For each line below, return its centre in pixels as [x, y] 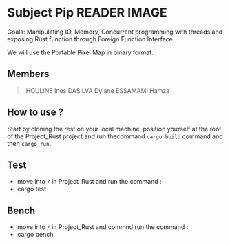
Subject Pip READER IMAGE [87, 13]
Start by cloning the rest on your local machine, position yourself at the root [114, 129]
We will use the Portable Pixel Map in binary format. [80, 52]
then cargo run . [29, 143]
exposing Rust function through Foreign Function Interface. [91, 39]
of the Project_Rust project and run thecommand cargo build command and [115, 136]
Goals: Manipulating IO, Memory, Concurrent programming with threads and [115, 32]
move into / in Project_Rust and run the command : [89, 182]
